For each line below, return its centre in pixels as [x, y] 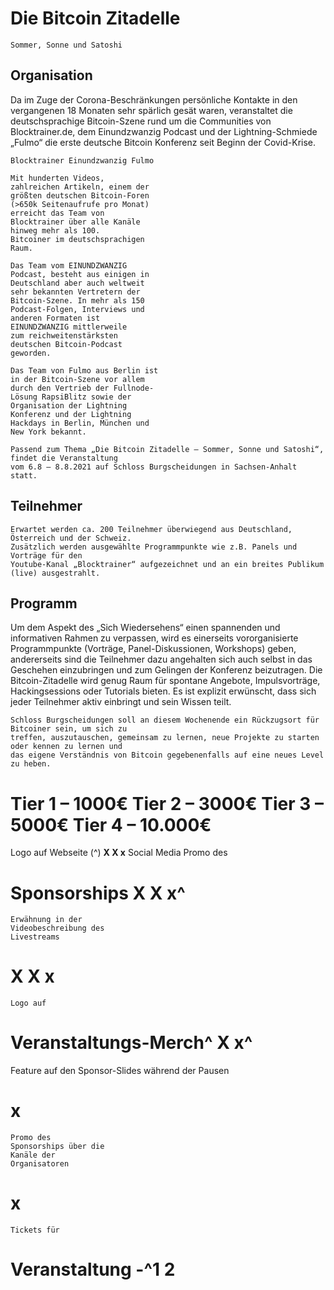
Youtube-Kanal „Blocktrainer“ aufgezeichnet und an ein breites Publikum [167, 564]
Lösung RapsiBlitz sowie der [71, 397]
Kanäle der [33, 1155]
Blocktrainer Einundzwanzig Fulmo [82, 160]
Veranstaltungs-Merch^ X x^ [131, 1043]
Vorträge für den [46, 555]
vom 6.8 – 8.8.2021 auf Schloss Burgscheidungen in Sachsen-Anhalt [154, 467]
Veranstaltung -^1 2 [93, 1269]
